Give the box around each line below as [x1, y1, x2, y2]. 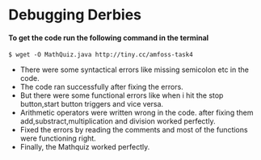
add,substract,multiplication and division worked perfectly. [19, 116, 216, 126]
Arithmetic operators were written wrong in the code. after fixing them [19, 107, 254, 118]
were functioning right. [19, 133, 97, 143]
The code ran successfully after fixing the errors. [19, 82, 183, 92]
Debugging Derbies [8, 6, 142, 24]
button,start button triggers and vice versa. [19, 99, 164, 109]
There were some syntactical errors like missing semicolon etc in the [19, 65, 249, 74]
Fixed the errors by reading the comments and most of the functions [19, 125, 248, 135]
